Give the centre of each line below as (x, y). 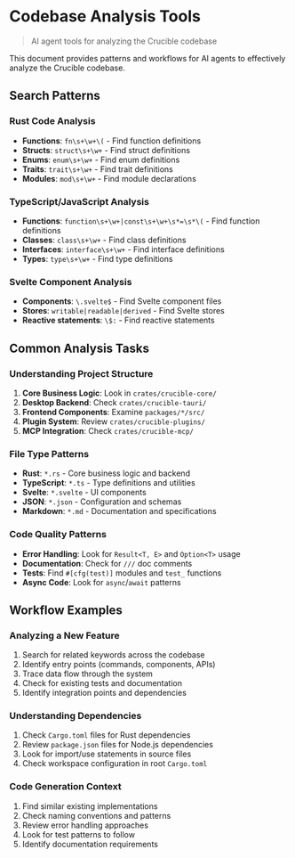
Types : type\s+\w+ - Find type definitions (97, 258)
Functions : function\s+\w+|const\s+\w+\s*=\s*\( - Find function (141, 221)
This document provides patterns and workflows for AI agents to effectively (147, 58)
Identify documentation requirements (90, 844)
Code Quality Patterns (58, 535)
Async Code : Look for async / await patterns (101, 582)
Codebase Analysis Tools (105, 16)
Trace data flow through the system (88, 674)
